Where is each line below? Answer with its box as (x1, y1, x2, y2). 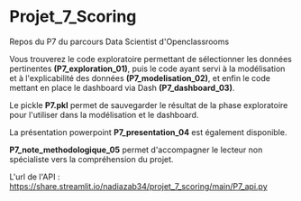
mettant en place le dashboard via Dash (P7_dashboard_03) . (9, 82, 235, 93)
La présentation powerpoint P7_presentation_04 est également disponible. (9, 126, 287, 137)
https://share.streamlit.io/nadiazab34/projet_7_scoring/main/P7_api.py (9, 180, 268, 191)
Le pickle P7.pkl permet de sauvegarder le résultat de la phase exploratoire (9, 99, 288, 110)
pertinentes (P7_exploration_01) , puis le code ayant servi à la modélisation (9, 63, 286, 74)
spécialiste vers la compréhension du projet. (9, 153, 174, 164)
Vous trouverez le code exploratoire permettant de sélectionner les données (9, 53, 293, 64)
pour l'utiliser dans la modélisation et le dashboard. (9, 109, 199, 120)
